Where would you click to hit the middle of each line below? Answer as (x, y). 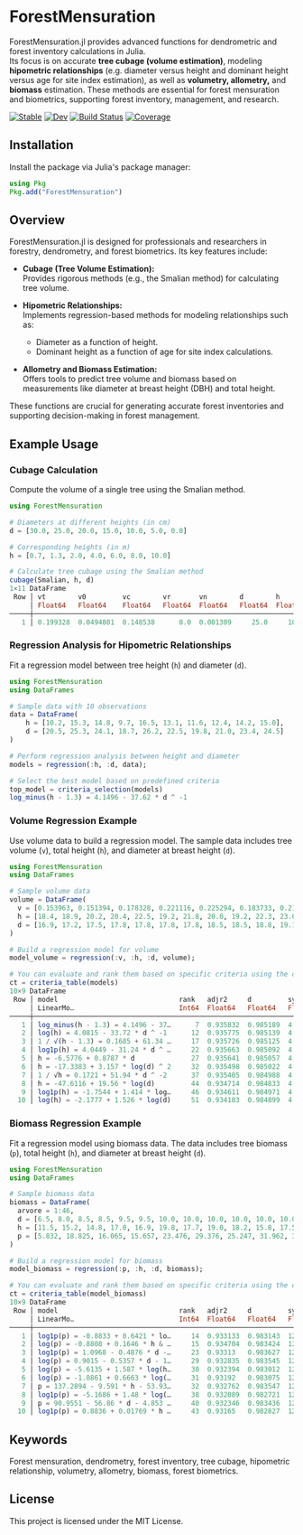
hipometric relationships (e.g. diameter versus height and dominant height (149, 70)
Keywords (38, 1440)
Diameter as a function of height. (97, 342)
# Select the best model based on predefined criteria (115, 781)
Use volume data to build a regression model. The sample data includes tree (151, 840)
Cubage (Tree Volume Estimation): (88, 269)
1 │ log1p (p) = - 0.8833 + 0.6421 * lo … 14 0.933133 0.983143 (151, 1336)
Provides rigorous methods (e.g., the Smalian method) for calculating (151, 278)
